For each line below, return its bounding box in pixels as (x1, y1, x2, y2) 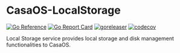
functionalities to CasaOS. (6, 41, 71, 48)
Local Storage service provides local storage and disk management (6, 35, 174, 42)
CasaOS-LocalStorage (6, 4, 121, 17)
